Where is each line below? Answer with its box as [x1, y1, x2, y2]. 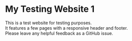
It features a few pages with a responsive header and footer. [5, 25, 128, 31]
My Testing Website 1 [5, 3, 95, 15]
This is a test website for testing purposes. [5, 20, 92, 26]
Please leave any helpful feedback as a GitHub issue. [5, 30, 114, 36]
